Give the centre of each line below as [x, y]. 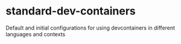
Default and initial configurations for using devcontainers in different [91, 28]
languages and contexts [36, 34]
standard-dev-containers [71, 11]
